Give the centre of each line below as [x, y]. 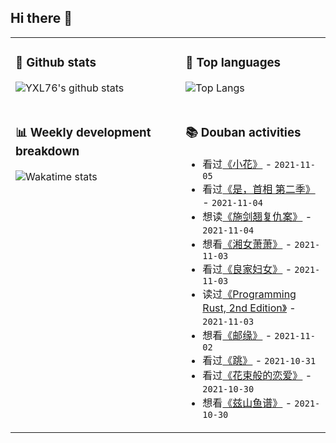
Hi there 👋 [41, 18]
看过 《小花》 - [237, 164]
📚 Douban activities [243, 132]
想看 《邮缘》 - [237, 335]
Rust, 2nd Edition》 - [249, 308]
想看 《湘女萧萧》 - [247, 244]
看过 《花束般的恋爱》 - [257, 375]
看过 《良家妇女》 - [247, 269]
